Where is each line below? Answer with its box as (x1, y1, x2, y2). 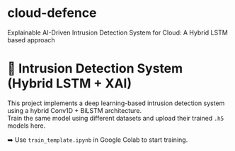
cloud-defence (7, 5, 97, 21)
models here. (7, 121, 46, 130)
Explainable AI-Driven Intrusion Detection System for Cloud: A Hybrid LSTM (7, 28, 228, 37)
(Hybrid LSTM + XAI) (7, 75, 132, 92)
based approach (7, 35, 55, 44)
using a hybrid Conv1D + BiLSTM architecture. (7, 106, 142, 114)
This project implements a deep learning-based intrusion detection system (7, 99, 225, 107)
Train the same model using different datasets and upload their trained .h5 (7, 114, 224, 122)
